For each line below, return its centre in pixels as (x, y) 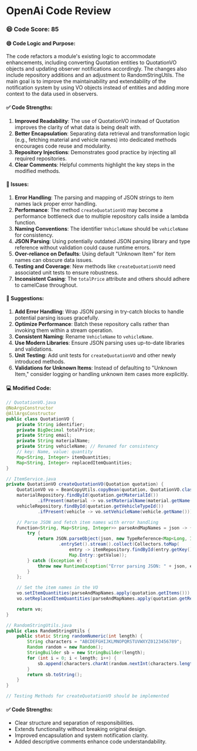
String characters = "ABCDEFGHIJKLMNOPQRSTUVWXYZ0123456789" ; (105, 642)
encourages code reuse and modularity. (63, 146)
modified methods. (37, 171)
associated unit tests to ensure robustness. (67, 273)
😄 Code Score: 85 (33, 29)
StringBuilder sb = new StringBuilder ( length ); (86, 653)
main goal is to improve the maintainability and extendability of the (86, 81)
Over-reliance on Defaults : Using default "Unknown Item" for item (95, 254)
